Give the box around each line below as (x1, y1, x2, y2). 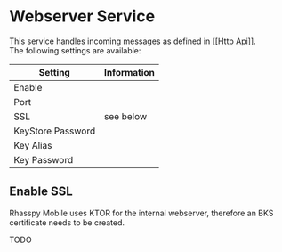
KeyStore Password (13, 125, 96, 137)
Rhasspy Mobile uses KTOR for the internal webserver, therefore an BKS (9, 207, 274, 218)
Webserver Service (9, 6, 156, 27)
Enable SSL (9, 184, 73, 199)
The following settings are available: (9, 45, 141, 55)
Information (103, 66, 156, 78)
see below (103, 110, 148, 122)
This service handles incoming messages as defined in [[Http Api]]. (9, 36, 256, 46)
